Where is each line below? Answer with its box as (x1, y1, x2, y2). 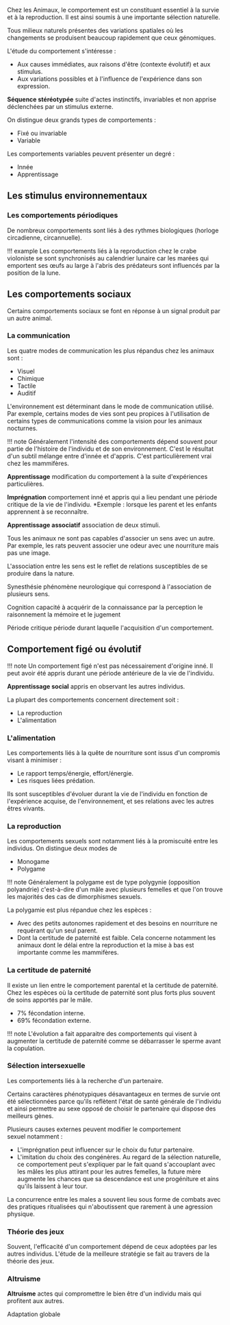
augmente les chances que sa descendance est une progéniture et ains (16, 1174, 219, 1182)
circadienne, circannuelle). (7, 233, 82, 242)
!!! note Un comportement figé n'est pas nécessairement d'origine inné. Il (7, 661, 214, 670)
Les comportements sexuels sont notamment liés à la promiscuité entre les (7, 837, 218, 845)
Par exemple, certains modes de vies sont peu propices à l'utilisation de (7, 409, 210, 417)
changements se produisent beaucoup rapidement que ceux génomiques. (7, 34, 216, 42)
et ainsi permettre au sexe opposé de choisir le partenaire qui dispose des (7, 1104, 216, 1113)
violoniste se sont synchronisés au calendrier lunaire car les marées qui (7, 253, 209, 262)
